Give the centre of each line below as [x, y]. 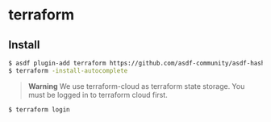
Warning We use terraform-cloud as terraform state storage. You [136, 86]
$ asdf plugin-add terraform [57, 63]
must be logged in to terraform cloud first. [98, 95]
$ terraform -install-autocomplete [68, 70]
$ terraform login [39, 109]
